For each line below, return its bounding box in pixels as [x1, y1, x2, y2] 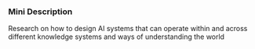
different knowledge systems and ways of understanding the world [8, 32, 225, 41]
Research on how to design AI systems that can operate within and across [8, 24, 248, 33]
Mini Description [8, 6, 73, 17]
